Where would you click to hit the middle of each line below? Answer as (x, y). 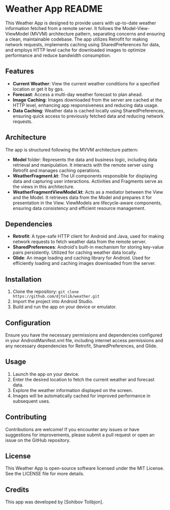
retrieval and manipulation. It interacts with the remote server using (83, 165)
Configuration (28, 323)
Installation (23, 279)
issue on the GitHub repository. (38, 440)
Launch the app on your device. (46, 374)
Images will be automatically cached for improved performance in (81, 396)
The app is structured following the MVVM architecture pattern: (72, 149)
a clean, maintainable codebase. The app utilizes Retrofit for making (77, 39)
